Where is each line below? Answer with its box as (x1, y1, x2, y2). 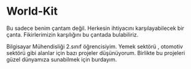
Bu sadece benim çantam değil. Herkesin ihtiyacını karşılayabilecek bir (6, 24, 184, 32)
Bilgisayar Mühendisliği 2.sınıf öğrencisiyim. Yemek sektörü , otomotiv (6, 43, 183, 50)
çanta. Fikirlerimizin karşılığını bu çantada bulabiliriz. (6, 31, 139, 38)
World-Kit (6, 4, 58, 18)
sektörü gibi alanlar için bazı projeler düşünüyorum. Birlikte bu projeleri (6, 49, 185, 56)
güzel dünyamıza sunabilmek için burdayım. (6, 56, 117, 63)
